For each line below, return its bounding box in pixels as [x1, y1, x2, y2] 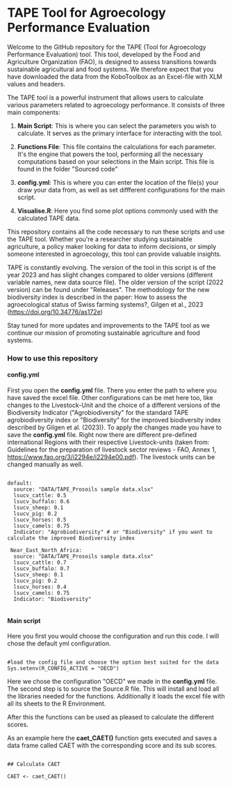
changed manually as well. [7, 460, 83, 468]
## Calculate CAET [7, 761, 60, 768]
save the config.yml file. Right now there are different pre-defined [7, 431, 197, 439]
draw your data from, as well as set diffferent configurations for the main [17, 185, 226, 194]
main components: [7, 108, 60, 116]
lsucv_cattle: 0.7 [13, 559, 67, 566]
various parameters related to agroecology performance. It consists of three [7, 100, 225, 109]
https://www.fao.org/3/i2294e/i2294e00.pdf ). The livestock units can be [7, 453, 215, 461]
